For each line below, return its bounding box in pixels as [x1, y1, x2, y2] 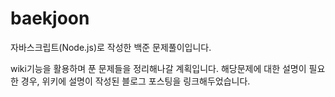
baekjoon [10, 7, 90, 30]
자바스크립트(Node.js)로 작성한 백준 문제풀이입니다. [10, 41, 212, 53]
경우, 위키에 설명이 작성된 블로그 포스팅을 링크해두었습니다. [20, 75, 251, 87]
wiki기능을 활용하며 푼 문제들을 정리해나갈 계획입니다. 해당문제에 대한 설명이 [10, 62, 307, 74]
